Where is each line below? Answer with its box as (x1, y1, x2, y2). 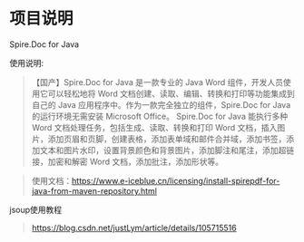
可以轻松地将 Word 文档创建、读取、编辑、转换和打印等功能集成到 (47, 88, 295, 99)
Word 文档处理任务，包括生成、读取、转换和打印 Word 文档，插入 (31, 121, 278, 132)
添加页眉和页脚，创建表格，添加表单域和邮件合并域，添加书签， (47, 133, 287, 144)
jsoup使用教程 (9, 204, 63, 215)
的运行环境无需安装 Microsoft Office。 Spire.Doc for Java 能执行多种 (31, 111, 289, 121)
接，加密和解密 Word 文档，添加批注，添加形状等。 (31, 156, 224, 167)
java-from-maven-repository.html (31, 185, 157, 196)
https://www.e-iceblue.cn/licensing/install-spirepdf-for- (71, 175, 280, 186)
